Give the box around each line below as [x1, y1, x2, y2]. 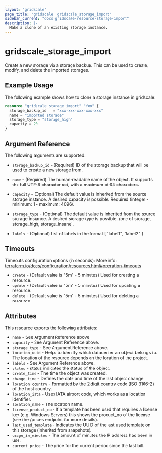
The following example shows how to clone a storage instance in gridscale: [5, 94, 156, 100]
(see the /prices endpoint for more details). [12, 417, 99, 422]
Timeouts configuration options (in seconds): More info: [5, 257, 117, 263]
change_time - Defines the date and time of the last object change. [12, 375, 145, 381]
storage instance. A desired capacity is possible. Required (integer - [12, 196, 149, 202]
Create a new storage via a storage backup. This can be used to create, [5, 62, 149, 68]
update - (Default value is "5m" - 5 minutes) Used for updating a [12, 282, 140, 288]
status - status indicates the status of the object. [12, 365, 110, 371]
